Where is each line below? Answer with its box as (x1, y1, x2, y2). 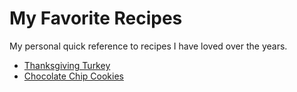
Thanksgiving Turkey (23, 59, 111, 71)
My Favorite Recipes (9, 7, 183, 30)
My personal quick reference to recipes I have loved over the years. (9, 40, 288, 52)
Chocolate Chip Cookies (23, 70, 124, 82)
